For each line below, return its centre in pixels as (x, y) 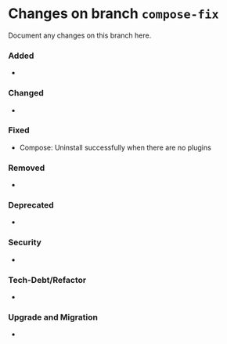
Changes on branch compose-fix (113, 14)
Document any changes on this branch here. (80, 35)
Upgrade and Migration (53, 317)
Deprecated (31, 205)
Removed (27, 168)
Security (25, 242)
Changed (26, 93)
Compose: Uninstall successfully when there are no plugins (115, 147)
